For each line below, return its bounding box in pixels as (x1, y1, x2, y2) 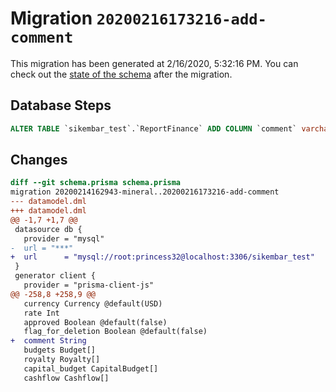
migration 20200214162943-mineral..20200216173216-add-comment (10, 187, 280, 197)
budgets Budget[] (23, 345, 97, 356)
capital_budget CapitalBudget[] (23, 363, 159, 374)
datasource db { (14, 224, 83, 234)
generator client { (14, 271, 97, 281)
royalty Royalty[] (23, 355, 101, 365)
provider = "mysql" (23, 233, 105, 244)
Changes (10, 152, 68, 169)
